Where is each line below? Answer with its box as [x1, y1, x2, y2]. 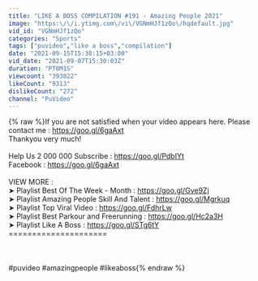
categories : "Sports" [8, 34, 82, 43]
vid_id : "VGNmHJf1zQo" [8, 27, 85, 35]
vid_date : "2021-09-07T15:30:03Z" [8, 57, 126, 66]
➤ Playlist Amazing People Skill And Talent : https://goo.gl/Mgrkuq [8, 194, 230, 204]
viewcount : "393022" [8, 72, 79, 80]
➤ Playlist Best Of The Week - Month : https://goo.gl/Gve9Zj [8, 185, 209, 195]
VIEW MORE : [8, 177, 54, 187]
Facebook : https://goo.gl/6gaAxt [8, 160, 120, 170]
